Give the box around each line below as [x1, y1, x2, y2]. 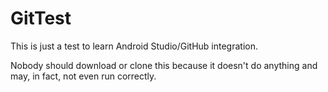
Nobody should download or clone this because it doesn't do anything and [10, 59, 318, 71]
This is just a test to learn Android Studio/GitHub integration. [10, 40, 259, 52]
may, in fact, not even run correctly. [10, 70, 157, 82]
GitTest [10, 7, 72, 30]
